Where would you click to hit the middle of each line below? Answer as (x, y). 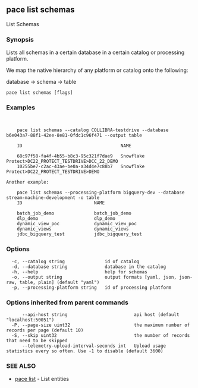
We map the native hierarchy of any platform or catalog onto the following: (97, 70)
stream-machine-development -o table (53, 198)
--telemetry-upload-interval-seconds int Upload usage (94, 346)
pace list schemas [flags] (40, 93)
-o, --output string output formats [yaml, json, (94, 277)
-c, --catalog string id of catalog (76, 261)
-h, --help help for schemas (79, 272)
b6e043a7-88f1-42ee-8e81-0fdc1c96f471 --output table (74, 135)
